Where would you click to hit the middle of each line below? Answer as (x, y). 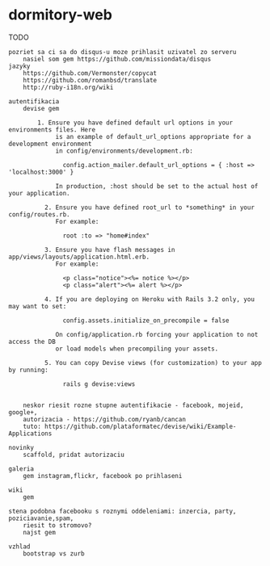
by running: (28, 370)
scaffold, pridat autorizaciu (74, 455)
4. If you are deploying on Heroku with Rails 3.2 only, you (149, 299)
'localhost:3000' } (41, 172)
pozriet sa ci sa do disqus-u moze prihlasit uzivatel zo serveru (122, 52)
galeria (21, 469)
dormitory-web (61, 15)
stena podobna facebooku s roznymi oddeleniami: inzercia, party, (122, 511)
